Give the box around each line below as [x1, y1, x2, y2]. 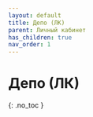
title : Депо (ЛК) [8, 19, 65, 27]
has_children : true [8, 33, 73, 42]
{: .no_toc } [8, 101, 44, 110]
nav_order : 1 [8, 41, 51, 49]
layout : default [8, 11, 61, 20]
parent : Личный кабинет [8, 26, 87, 34]
